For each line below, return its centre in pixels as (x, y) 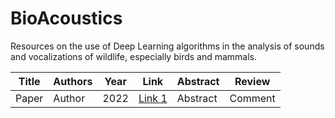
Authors (73, 81)
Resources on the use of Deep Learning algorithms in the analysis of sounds (167, 46)
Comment (252, 98)
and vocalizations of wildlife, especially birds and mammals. (134, 56)
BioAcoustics (66, 18)
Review (252, 81)
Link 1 (153, 98)
